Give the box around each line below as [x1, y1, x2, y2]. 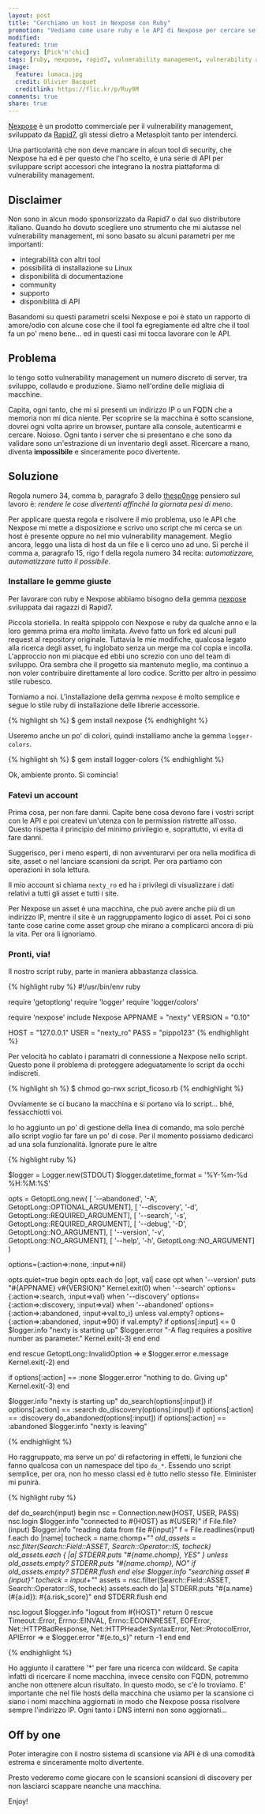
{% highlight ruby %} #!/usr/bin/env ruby [8, 982, 141, 992]
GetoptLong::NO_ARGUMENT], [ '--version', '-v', [8, 1228, 166, 1237]
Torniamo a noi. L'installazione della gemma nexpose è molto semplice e [8, 692, 241, 701]
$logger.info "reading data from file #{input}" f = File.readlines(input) [31, 1525, 256, 1534]
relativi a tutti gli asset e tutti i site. [8, 888, 119, 898]
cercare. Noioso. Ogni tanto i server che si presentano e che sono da [8, 430, 233, 439]
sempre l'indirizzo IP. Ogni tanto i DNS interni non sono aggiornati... [8, 1705, 227, 1715]
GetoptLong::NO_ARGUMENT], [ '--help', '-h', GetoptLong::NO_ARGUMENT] [8, 1236, 255, 1246]
